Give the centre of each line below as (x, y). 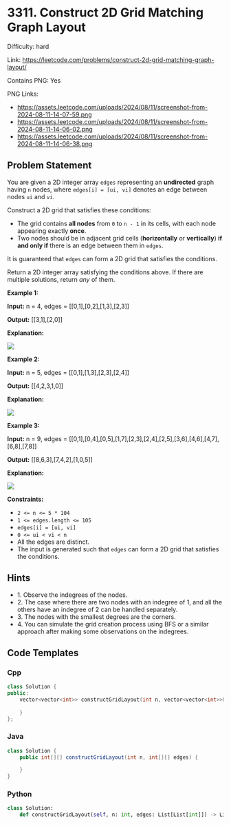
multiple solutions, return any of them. (61, 279)
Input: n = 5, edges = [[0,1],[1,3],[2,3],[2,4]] (68, 372)
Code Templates (43, 653)
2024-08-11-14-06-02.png (55, 129)
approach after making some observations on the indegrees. (103, 631)
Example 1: (23, 293)
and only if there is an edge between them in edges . (90, 245)
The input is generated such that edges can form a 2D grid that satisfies (118, 549)
